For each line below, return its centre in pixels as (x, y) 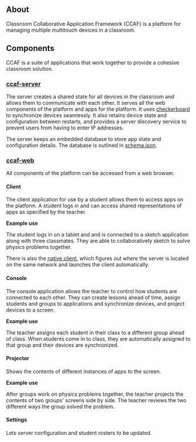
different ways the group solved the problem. (61, 406)
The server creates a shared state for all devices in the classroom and (90, 97)
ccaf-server (23, 84)
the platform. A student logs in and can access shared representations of (94, 206)
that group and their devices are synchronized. (62, 345)
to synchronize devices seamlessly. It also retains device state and (86, 115)
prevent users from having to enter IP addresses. (65, 128)
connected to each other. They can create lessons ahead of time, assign (93, 297)
